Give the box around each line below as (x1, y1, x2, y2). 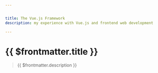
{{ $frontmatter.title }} (5, 46, 98, 57)
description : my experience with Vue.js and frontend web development (5, 20, 154, 25)
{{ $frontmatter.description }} (17, 62, 77, 68)
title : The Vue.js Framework (5, 16, 65, 21)
